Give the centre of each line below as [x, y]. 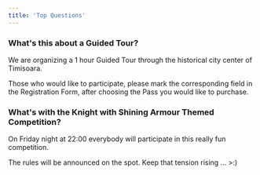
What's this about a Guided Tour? [73, 42]
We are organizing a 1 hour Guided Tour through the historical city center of [130, 60]
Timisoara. [26, 68]
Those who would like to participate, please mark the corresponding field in [130, 83]
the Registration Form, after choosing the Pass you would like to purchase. [128, 92]
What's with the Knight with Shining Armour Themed [111, 112]
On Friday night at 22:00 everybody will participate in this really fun [117, 139]
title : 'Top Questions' [47, 15]
